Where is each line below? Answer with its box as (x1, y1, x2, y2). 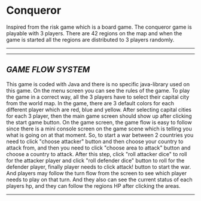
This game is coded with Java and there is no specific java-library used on (6, 80, 190, 87)
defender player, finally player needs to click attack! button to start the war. (6, 163, 191, 170)
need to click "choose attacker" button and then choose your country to (6, 138, 184, 145)
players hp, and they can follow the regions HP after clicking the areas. (6, 182, 181, 189)
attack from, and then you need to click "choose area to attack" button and (6, 144, 191, 151)
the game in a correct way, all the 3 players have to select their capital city (6, 93, 190, 100)
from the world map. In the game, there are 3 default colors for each (6, 99, 175, 106)
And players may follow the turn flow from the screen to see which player (6, 169, 187, 176)
